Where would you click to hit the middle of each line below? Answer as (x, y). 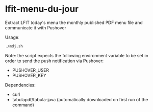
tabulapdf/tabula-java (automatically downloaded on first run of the (80, 99)
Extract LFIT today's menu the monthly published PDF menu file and (74, 22)
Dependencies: (20, 85)
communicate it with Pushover (36, 27)
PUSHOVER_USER (30, 70)
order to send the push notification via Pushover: (54, 61)
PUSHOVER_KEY (29, 75)
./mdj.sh (14, 46)
